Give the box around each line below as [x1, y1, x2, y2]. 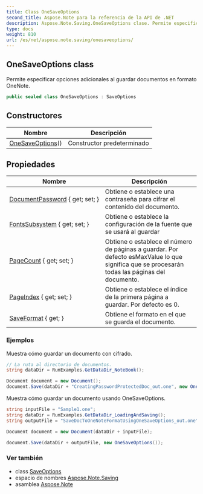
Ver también [6, 454, 43, 462]
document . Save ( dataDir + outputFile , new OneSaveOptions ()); [6, 439, 164, 446]
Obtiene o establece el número [105, 238, 192, 246]
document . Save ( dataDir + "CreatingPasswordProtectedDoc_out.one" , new [6, 384, 188, 390]
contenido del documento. [105, 202, 180, 211]
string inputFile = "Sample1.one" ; [6, 407, 96, 413]
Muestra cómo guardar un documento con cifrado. [6, 350, 133, 357]
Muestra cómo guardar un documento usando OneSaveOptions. [6, 395, 166, 402]
